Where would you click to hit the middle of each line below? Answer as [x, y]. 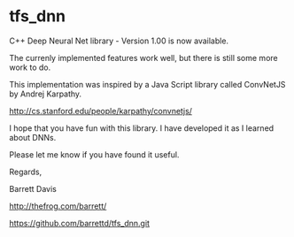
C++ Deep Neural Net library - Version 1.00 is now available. [119, 41]
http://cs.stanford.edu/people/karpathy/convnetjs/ [101, 111]
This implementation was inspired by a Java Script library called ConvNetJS [147, 84]
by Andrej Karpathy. [46, 94]
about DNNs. [33, 137]
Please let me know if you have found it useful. [94, 154]
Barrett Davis [33, 188]
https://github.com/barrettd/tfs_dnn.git [80, 223]
